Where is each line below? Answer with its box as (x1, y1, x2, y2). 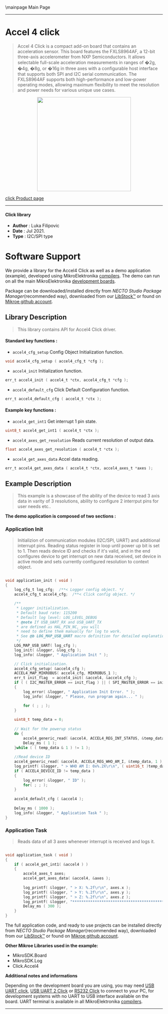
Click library (5, 211, 31, 217)
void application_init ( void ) (5, 578, 72, 583)
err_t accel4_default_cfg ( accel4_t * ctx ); (5, 396, 101, 401)
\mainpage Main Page (5, 5, 50, 10)
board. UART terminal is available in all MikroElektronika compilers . (5, 998, 143, 1004)
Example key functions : (5, 407, 56, 413)
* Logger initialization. (16, 606, 70, 611)
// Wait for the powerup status (14, 726, 81, 732)
